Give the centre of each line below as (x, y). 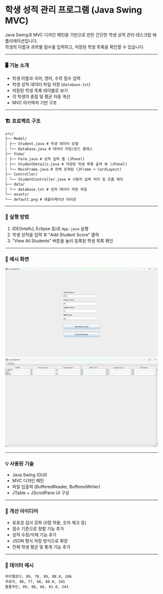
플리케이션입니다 (21, 41)
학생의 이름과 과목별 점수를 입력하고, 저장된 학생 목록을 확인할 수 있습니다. (75, 47)
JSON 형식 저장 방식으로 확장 (40, 540)
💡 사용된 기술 (19, 464)
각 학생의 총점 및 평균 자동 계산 (41, 97)
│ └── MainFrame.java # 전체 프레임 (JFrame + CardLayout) (64, 169)
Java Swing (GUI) (30, 475)
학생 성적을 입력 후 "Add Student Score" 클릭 (56, 235)
